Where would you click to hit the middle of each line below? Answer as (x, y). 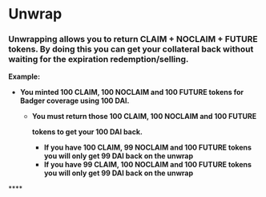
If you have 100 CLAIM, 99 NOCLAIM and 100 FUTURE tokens (148, 148)
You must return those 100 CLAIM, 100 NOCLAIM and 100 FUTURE (144, 117)
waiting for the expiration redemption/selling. (99, 60)
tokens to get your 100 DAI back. (87, 132)
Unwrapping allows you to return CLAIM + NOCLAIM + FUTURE (133, 39)
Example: (24, 76)
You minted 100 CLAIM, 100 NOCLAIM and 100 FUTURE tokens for (132, 92)
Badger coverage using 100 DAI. (75, 101)
